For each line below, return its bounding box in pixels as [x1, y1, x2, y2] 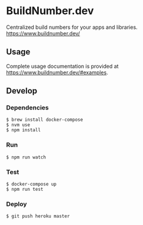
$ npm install [6, 127, 41, 133]
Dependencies [6, 104, 49, 112]
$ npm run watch [6, 154, 46, 160]
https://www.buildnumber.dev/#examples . [6, 69, 108, 76]
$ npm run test [6, 187, 44, 193]
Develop [6, 86, 37, 96]
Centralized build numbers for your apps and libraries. [6, 24, 138, 31]
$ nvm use [6, 122, 31, 128]
